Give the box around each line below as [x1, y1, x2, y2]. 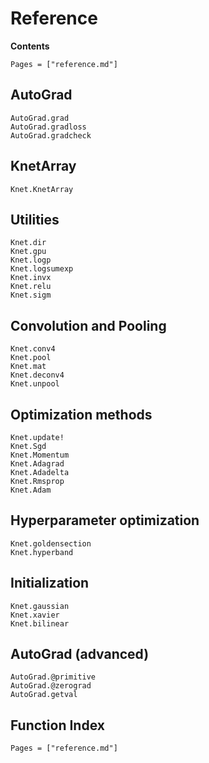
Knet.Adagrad [10, 459, 65, 469]
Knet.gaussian [10, 601, 70, 611]
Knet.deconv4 [10, 370, 65, 381]
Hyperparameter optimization [10, 512, 200, 529]
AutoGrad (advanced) [10, 646, 150, 663]
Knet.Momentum [10, 450, 70, 460]
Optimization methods [10, 406, 153, 423]
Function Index [10, 717, 105, 734]
